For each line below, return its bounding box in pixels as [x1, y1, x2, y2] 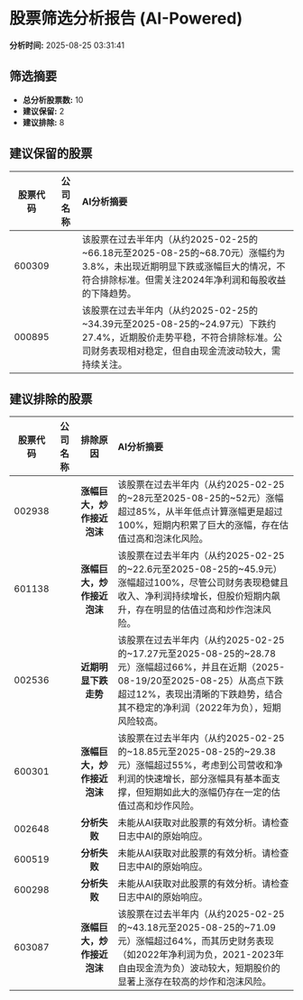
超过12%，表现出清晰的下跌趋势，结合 [117, 688, 283, 701]
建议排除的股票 [9, 391, 93, 407]
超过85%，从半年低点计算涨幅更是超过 [117, 506, 283, 518]
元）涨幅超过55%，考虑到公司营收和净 [117, 759, 283, 772]
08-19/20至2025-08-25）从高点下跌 [117, 674, 284, 687]
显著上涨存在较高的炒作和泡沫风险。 [117, 976, 272, 988]
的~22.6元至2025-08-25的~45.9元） [117, 563, 282, 575]
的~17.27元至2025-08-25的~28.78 [117, 647, 277, 660]
